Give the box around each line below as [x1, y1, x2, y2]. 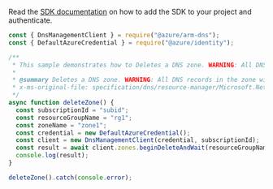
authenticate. [8, 15, 53, 25]
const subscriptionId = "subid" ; [15, 105, 129, 114]
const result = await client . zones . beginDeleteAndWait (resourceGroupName [15, 144, 271, 152]
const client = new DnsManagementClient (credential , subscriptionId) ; [15, 136, 260, 144]
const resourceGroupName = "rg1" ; [15, 114, 132, 122]
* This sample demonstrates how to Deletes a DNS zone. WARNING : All [11, 61, 253, 69]
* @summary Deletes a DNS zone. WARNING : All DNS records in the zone [11, 76, 256, 84]
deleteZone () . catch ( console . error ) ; [8, 174, 132, 182]
